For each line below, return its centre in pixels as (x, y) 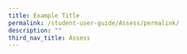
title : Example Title (44, 15)
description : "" (35, 30)
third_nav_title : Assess (49, 38)
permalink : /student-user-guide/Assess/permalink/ (94, 23)
